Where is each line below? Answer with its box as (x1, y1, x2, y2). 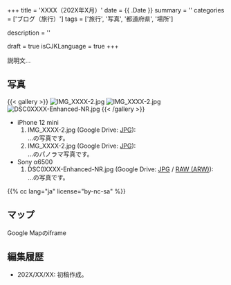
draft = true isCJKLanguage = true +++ (7, 42, 119, 50)
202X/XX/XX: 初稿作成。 (17, 270, 88, 279)
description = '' (7, 28, 50, 37)
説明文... (7, 56, 31, 64)
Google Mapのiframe (7, 228, 67, 237)
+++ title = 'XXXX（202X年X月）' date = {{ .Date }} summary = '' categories (7, 6, 225, 14)
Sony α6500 (17, 157, 53, 166)
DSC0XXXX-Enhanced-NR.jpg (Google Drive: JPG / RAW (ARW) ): (27, 165, 214, 173)
